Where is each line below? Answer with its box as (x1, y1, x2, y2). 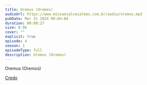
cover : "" (5, 30, 25, 34)
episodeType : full (5, 48, 42, 52)
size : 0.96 (5, 25, 27, 30)
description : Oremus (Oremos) (5, 52, 67, 57)
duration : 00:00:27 (5, 20, 45, 26)
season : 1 (5, 43, 25, 48)
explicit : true (5, 34, 36, 39)
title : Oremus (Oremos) (5, 7, 54, 12)
